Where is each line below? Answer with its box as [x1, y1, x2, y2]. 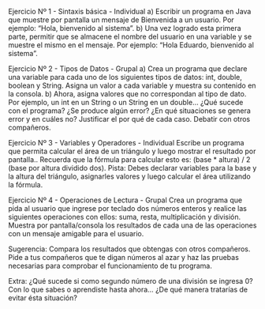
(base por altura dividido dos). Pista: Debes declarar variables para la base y [8, 164, 257, 172]
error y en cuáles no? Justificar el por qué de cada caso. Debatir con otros [8, 115, 251, 123]
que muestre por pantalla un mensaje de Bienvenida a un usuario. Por [8, 15, 234, 24]
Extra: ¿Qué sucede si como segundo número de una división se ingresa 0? [8, 277, 254, 285]
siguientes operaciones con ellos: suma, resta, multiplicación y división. [8, 213, 241, 221]
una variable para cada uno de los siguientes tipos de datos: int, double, [8, 73, 242, 81]
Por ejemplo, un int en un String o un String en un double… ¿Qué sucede [8, 98, 244, 107]
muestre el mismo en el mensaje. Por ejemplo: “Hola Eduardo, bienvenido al [8, 40, 255, 50]
